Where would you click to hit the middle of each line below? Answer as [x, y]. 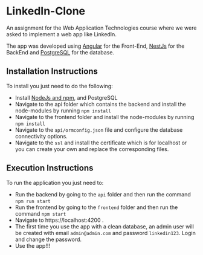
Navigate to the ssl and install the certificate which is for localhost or [101, 143]
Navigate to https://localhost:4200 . [59, 220]
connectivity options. [41, 136]
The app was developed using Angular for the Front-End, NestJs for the [95, 46]
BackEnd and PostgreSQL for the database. [60, 52]
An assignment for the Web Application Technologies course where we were [101, 28]
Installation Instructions [52, 72]
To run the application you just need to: [55, 182]
